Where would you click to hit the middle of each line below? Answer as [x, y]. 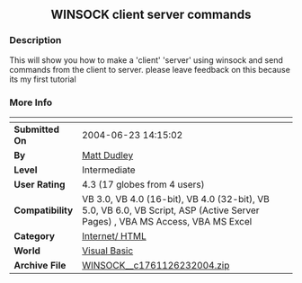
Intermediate [109, 170]
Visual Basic [108, 251]
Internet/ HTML [114, 235]
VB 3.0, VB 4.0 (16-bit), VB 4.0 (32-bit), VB [176, 199]
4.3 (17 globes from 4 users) [143, 184]
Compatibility [44, 210]
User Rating [40, 184]
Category [35, 235]
